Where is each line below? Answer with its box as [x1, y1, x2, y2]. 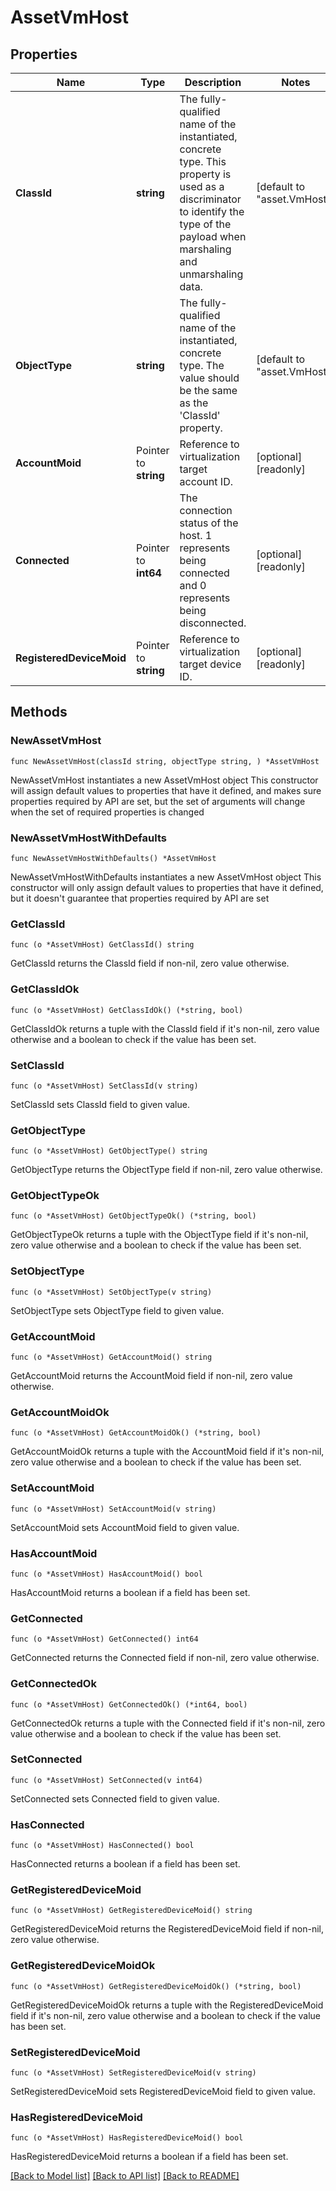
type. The [179, 359, 225, 372]
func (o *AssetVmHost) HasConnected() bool [10, 1841, 195, 1851]
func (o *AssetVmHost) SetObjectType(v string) [10, 1287, 213, 1297]
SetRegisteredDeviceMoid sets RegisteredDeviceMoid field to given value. [10, 2086, 317, 2098]
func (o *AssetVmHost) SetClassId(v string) [10, 1081, 199, 1091]
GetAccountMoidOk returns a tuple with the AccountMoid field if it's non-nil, [10, 1446, 325, 1458]
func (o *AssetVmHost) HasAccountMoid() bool [10, 1569, 203, 1579]
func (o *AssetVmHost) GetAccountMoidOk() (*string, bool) [10, 1428, 262, 1438]
